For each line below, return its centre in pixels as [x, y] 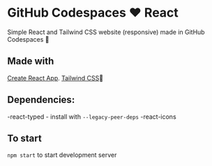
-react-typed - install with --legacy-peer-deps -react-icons [92, 117]
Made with [31, 61]
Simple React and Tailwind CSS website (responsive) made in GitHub [106, 32]
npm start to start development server [62, 155]
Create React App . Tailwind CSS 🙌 [55, 78]
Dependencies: [41, 100]
